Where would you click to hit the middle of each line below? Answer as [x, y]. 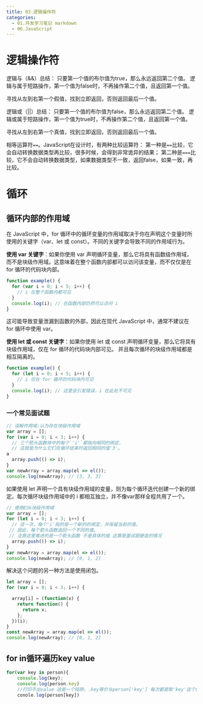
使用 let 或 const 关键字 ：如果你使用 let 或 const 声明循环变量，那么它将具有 [101, 341]
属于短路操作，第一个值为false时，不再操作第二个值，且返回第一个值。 [105, 86]
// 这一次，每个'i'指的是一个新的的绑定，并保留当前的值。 [76, 525]
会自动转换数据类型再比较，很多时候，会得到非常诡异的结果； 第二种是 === [98, 152]
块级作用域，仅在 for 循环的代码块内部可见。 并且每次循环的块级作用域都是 [99, 349]
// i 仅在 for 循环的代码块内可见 [56, 379]
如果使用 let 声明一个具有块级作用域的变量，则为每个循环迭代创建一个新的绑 [101, 489]
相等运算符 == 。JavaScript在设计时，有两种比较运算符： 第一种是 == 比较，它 [100, 145]
